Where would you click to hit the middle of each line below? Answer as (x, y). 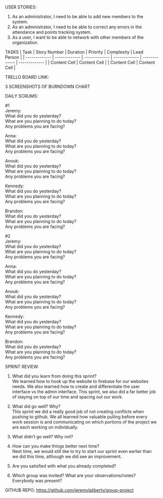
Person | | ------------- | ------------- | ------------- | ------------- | (73, 57)
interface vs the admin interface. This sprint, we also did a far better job (84, 392)
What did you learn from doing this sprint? (54, 376)
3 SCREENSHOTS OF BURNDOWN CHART (48, 87)
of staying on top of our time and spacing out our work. (67, 397)
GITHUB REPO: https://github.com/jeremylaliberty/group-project (69, 490)
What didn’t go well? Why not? (43, 437)
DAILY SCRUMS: (22, 96)
